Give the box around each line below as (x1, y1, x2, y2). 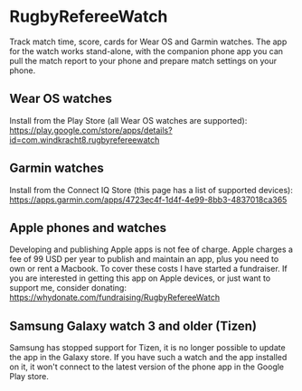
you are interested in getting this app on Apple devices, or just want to (9, 273, 271, 284)
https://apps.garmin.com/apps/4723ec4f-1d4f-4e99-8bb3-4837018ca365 (9, 194, 288, 205)
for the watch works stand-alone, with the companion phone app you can (9, 45, 283, 56)
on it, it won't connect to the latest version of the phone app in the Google (9, 361, 285, 372)
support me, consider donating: (9, 283, 127, 293)
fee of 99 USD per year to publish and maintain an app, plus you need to (9, 254, 279, 265)
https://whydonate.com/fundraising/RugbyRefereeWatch (9, 292, 220, 303)
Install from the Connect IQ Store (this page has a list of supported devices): (9, 184, 294, 195)
